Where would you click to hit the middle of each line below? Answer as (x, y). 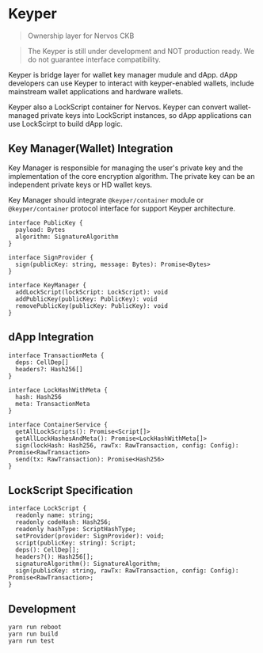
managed (24, 115)
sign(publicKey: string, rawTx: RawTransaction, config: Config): (127, 571)
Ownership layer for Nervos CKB (81, 36)
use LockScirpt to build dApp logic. (65, 123)
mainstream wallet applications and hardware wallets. (96, 91)
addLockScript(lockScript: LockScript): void (92, 292)
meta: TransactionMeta (53, 404)
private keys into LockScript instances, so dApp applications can (146, 115)
